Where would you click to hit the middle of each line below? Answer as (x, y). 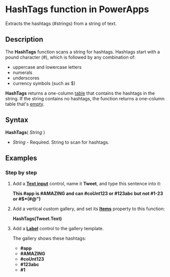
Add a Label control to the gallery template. (58, 229)
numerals (22, 72)
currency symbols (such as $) (44, 83)
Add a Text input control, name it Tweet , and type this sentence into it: (87, 184)
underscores (26, 78)
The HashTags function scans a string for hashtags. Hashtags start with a (83, 51)
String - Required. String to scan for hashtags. (61, 142)
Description (24, 39)
